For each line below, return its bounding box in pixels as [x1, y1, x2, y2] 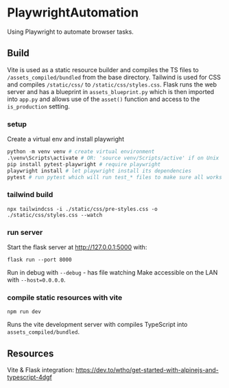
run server [7, 227, 43, 237]
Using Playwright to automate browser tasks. [7, 27, 134, 36]
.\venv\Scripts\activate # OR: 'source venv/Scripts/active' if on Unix [7, 155, 219, 161]
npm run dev [7, 308, 41, 315]
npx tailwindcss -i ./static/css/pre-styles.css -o [7, 205, 158, 212]
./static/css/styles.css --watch [7, 212, 103, 218]
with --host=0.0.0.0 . [7, 276, 66, 284]
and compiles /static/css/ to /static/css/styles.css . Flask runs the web [7, 80, 217, 89]
